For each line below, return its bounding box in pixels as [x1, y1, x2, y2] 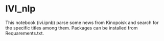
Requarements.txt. [5, 30, 44, 36]
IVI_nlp [5, 3, 36, 14]
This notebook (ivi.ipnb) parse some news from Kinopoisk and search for [5, 19, 159, 25]
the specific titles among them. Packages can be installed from [5, 24, 138, 30]
